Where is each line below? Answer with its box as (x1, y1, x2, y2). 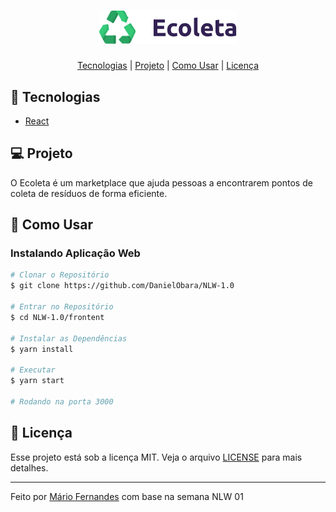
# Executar (10, 365, 56, 375)
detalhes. (10, 461, 49, 474)
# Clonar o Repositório (10, 270, 110, 280)
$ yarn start (10, 376, 65, 386)
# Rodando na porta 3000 (10, 396, 114, 407)
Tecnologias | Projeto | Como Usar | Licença (76, 60, 260, 72)
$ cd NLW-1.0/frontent (10, 312, 105, 322)
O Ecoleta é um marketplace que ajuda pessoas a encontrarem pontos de (10, 176, 313, 189)
